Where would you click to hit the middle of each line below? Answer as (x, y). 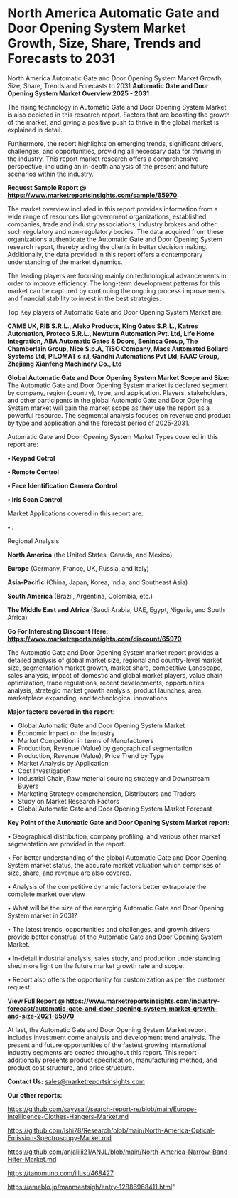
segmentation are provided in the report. (66, 844)
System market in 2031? (43, 915)
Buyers (28, 786)
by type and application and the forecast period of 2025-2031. (99, 423)
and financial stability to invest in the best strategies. (84, 298)
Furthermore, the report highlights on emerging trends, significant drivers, (115, 143)
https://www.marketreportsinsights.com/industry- (143, 1001)
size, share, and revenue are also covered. (69, 873)
